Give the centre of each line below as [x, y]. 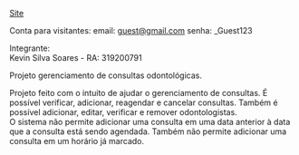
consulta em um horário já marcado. [77, 141]
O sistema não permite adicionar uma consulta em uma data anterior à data [150, 122]
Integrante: [30, 48]
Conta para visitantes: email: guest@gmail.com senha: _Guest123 [131, 30]
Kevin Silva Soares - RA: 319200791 [76, 58]
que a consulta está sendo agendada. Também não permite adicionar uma [148, 131]
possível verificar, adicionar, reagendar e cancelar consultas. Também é [144, 102]
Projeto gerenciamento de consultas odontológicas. [106, 75]
